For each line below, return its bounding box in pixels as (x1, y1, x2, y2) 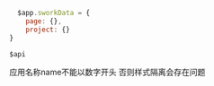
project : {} (25, 25, 70, 34)
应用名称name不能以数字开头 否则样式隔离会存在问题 (9, 67, 206, 78)
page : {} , (25, 16, 63, 26)
